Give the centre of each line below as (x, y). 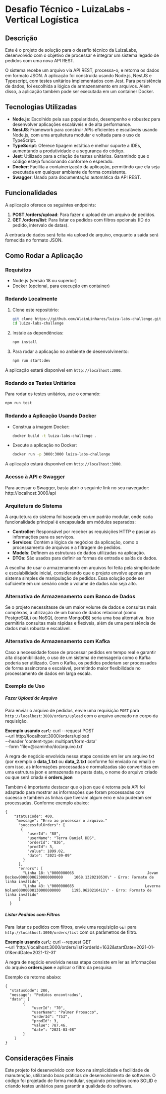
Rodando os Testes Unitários (40, 383)
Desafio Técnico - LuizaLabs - (68, 9)
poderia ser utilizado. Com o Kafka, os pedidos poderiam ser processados (81, 662)
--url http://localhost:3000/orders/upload (47, 736)
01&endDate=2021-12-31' (31, 953)
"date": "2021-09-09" (49, 856)
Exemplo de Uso (25, 686)
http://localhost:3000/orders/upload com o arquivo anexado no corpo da (82, 716)
